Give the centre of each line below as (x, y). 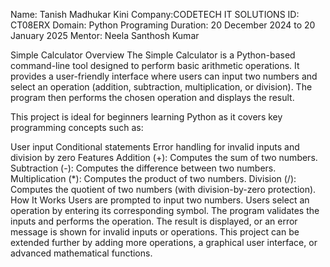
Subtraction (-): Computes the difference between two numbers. (143, 168)
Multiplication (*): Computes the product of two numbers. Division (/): (153, 178)
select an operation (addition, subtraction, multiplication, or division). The (161, 87)
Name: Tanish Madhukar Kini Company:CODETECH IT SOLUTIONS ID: (155, 14)
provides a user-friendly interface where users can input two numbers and (164, 76)
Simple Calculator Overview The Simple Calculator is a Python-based (153, 55)
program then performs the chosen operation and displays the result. (152, 97)
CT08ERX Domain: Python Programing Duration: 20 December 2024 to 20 (163, 25)
